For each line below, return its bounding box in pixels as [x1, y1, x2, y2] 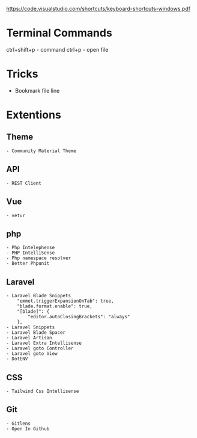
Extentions [6, 108, 61, 122]
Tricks [6, 67, 38, 81]
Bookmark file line [14, 87, 60, 94]
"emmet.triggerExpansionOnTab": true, [17, 298, 114, 304]
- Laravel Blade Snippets [6, 293, 71, 299]
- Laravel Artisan [6, 335, 52, 341]
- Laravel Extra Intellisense [6, 340, 82, 347]
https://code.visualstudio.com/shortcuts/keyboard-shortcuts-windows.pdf [6, 5, 191, 12]
